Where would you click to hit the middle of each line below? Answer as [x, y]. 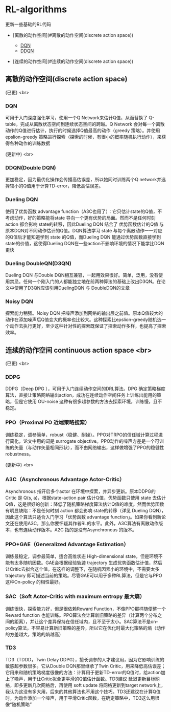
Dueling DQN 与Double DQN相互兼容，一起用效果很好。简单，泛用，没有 [82, 275]
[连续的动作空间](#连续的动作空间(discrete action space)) [73, 61]
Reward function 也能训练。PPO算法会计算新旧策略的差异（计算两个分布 [81, 615]
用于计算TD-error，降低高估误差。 [67, 186]
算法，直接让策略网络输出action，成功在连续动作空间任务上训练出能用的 [81, 395]
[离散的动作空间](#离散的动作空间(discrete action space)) [73, 35]
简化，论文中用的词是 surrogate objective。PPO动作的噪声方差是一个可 [84, 441]
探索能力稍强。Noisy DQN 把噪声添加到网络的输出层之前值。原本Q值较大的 [84, 313]
